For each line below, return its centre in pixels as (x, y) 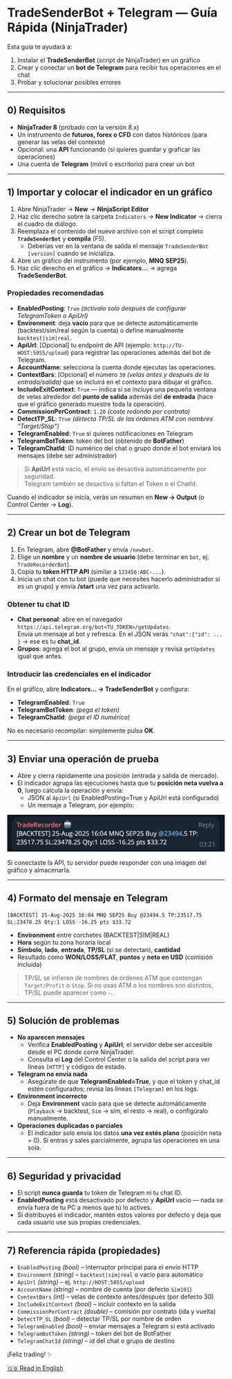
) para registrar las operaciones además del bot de (139, 352)
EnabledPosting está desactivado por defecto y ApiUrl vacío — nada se (120, 1200)
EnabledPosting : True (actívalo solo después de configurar (101, 308)
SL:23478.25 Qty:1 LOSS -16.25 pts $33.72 (69, 922)
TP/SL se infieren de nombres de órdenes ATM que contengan (113, 978)
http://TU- (169, 345)
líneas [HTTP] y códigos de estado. (77, 1067)
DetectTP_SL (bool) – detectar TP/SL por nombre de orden (99, 1319)
